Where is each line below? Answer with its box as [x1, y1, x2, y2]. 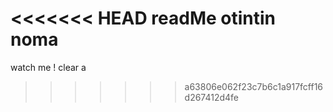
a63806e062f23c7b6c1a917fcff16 [184, 80, 324, 92]
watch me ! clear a [10, 61, 87, 73]
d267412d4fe [184, 91, 240, 103]
